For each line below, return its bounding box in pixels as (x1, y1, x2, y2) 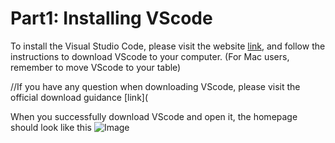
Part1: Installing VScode (10, 7, 213, 30)
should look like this (10, 121, 92, 133)
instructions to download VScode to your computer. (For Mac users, (10, 50, 290, 62)
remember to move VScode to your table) (10, 61, 182, 73)
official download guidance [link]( (10, 91, 149, 103)
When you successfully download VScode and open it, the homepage (10, 110, 298, 122)
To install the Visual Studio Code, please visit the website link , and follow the (10, 40, 326, 52)
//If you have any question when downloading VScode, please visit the (10, 80, 301, 92)
